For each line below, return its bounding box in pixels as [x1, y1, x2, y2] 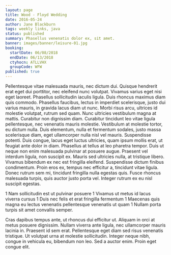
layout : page [5, 7, 33, 13]
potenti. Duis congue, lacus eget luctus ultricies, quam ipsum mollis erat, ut [5, 137, 163, 143]
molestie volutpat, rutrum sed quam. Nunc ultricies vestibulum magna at [5, 110, 157, 116]
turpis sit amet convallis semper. [5, 207, 73, 213]
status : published [5, 31, 44, 36]
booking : [5, 45, 24, 50]
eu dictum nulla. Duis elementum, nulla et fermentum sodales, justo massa [5, 126, 161, 133]
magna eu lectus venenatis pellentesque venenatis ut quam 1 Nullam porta [5, 201, 161, 207]
